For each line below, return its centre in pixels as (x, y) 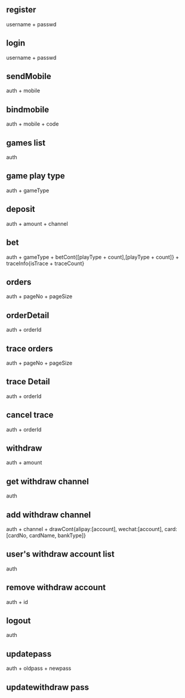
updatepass (29, 654)
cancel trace (30, 415)
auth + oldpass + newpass (39, 668)
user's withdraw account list (60, 554)
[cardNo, (17, 535)
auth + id (17, 602)
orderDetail (28, 315)
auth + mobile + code (33, 124)
